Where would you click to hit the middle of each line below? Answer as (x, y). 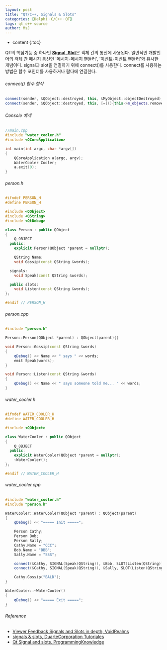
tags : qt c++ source (27, 24)
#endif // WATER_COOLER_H (32, 473)
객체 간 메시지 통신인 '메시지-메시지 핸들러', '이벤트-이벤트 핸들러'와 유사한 (86, 59)
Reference (16, 616)
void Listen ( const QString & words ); (52, 289)
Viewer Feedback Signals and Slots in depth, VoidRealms (71, 631)
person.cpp (17, 314)
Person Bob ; (26, 536)
